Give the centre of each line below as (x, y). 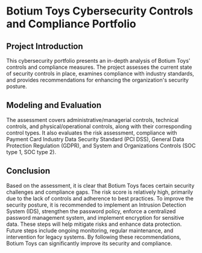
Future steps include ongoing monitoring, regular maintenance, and (90, 230)
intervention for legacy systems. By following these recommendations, (94, 237)
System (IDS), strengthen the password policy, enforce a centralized (91, 211)
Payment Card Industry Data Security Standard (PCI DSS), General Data (95, 139)
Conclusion (28, 171)
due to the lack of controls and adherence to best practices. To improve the (100, 198)
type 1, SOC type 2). (31, 152)
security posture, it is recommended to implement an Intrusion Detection (96, 205)
